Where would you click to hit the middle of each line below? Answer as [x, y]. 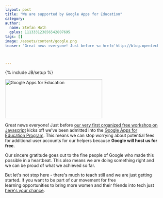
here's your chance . [25, 190]
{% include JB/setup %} [29, 72]
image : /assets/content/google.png [41, 41]
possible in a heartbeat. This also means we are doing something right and [80, 160]
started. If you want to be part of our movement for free [61, 180]
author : [13, 23]
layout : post [18, 9]
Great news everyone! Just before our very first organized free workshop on [81, 125]
